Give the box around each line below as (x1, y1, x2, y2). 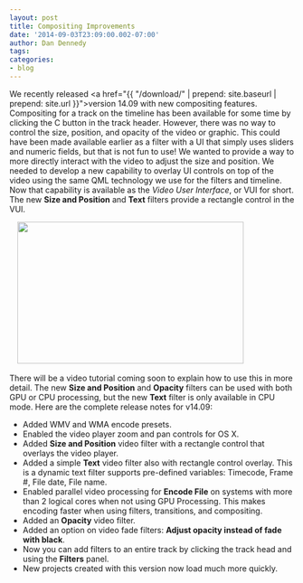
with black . (22, 534, 65, 545)
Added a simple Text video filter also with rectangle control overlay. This (22, 457, 293, 468)
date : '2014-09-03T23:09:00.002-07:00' (9, 30, 160, 39)
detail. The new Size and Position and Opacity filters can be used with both (9, 381, 293, 393)
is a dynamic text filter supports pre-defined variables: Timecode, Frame (22, 466, 294, 477)
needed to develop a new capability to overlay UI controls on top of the (9, 165, 274, 176)
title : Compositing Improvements (9, 22, 136, 31)
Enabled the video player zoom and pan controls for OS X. (22, 428, 240, 439)
